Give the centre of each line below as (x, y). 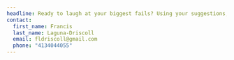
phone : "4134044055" (43, 46)
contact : (19, 20)
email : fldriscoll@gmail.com (55, 39)
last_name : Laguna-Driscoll (54, 33)
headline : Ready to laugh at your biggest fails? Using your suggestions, (118, 13)
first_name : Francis (43, 26)
